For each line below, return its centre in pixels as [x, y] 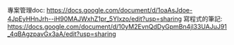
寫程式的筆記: [203, 19]
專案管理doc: [26, 10]
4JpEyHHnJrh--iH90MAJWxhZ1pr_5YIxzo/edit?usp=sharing [94, 19]
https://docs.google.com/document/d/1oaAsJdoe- [119, 10]
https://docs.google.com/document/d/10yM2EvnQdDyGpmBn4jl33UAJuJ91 [117, 27]
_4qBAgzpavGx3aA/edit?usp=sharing [62, 34]
